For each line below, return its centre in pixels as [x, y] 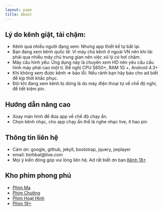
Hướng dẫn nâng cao [38, 104]
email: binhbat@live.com [38, 154]
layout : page [19, 10]
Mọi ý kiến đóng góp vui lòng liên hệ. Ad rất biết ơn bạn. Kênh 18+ [79, 160]
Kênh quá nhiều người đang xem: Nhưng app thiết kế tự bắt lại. [76, 47]
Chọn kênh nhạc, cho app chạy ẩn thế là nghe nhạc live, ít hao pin [80, 122]
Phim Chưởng [26, 193]
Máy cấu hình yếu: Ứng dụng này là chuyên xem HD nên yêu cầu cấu [83, 62]
